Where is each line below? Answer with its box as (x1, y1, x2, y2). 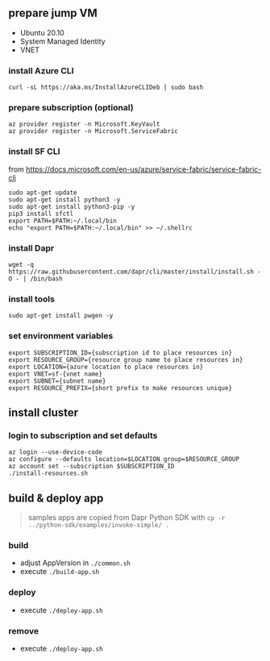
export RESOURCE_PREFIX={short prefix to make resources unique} (8, 384, 232, 392)
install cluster (8, 405, 79, 419)
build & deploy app (8, 491, 104, 505)
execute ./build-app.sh (19, 567, 100, 576)
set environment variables (8, 330, 114, 342)
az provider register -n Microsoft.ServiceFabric (8, 127, 179, 135)
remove (8, 625, 39, 636)
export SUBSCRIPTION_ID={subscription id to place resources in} (8, 348, 232, 357)
